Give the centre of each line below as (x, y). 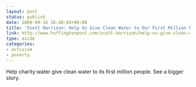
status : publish (26, 17)
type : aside (20, 39)
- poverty (18, 55)
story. (13, 78)
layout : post (22, 11)
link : (13, 33)
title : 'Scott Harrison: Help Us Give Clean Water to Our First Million (96, 28)
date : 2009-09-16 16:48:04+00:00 (47, 22)
